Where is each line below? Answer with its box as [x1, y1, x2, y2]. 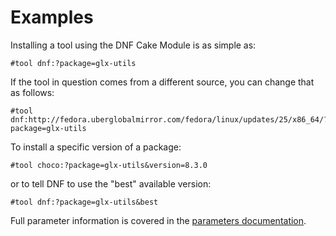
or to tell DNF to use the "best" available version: [10, 177, 212, 190]
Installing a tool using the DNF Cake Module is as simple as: [10, 39, 257, 51]
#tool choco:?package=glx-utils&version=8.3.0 [10, 160, 208, 170]
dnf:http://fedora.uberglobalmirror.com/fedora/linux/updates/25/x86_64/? [10, 114, 329, 125]
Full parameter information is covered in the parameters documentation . [10, 214, 307, 226]
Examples [10, 6, 94, 29]
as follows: [10, 86, 55, 98]
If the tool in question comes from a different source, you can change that [10, 76, 315, 88]
